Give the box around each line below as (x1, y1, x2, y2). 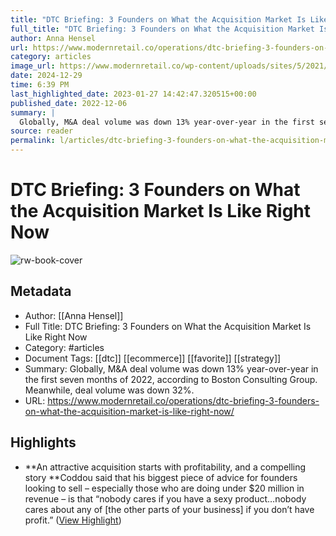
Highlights (10, 434, 77, 451)
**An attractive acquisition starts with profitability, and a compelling (24, 461, 307, 473)
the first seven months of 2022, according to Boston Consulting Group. (24, 373, 318, 385)
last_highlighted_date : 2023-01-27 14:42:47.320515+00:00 (10, 89, 257, 99)
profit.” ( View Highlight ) (24, 514, 122, 526)
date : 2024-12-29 (10, 71, 83, 81)
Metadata (10, 283, 72, 300)
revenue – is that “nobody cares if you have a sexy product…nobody (24, 492, 307, 505)
